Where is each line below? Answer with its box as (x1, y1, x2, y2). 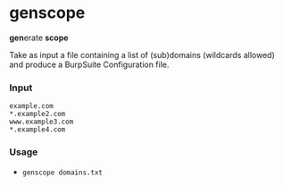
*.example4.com (9, 125, 66, 134)
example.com (9, 102, 54, 111)
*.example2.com (9, 110, 66, 119)
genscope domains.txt (21, 168, 103, 177)
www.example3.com (9, 117, 74, 127)
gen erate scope (9, 32, 69, 43)
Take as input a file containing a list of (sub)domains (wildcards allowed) (9, 49, 275, 60)
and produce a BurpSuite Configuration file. (9, 59, 170, 70)
